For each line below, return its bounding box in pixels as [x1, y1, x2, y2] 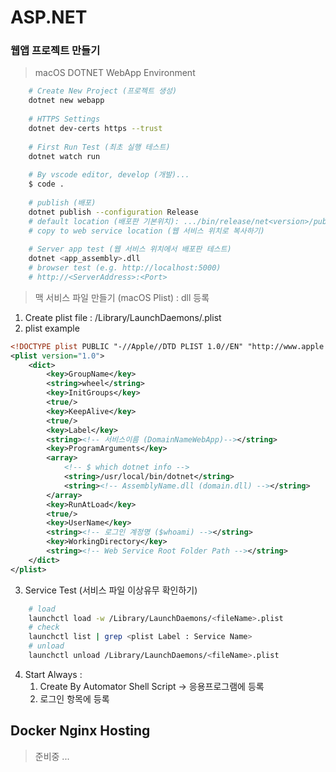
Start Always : [24, 668, 83, 680]
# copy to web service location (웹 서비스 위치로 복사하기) [28, 226, 265, 236]
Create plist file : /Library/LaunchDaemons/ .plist [24, 311, 222, 323]
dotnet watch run [28, 151, 101, 161]
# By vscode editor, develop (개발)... [28, 170, 190, 180]
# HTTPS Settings [28, 114, 101, 125]
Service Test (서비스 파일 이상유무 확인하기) [24, 584, 198, 596]
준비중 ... [34, 750, 70, 762]
